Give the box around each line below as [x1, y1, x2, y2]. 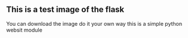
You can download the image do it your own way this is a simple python [6, 20, 183, 27]
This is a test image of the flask [6, 5, 125, 15]
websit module [6, 26, 43, 33]
